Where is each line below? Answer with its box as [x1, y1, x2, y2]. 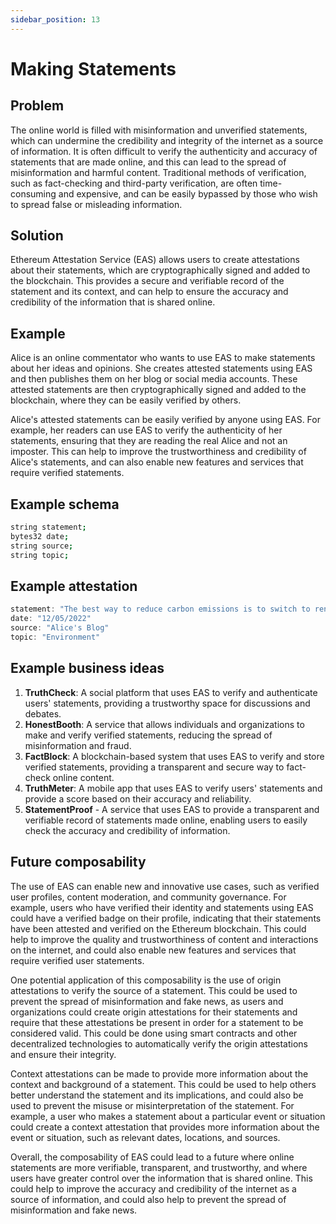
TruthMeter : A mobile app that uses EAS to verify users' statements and [24, 782, 323, 794]
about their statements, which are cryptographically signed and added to [10, 264, 311, 276]
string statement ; [10, 522, 87, 533]
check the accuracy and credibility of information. [24, 824, 231, 836]
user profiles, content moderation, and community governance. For [10, 891, 287, 903]
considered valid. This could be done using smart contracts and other [10, 1027, 298, 1039]
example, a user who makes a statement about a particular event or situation [10, 1110, 326, 1122]
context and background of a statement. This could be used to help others [10, 1078, 317, 1090]
